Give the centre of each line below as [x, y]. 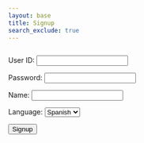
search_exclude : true [44, 30]
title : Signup [32, 23]
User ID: [22, 60]
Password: [25, 78]
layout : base [30, 15]
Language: [26, 112]
